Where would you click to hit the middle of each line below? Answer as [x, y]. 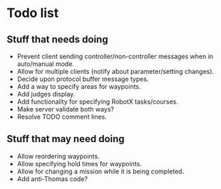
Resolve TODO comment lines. [62, 117]
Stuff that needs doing [57, 39]
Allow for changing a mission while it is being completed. [101, 171]
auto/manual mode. [46, 64]
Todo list [33, 13]
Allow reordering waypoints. [58, 156]
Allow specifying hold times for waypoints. [79, 163]
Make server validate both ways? [66, 109]
